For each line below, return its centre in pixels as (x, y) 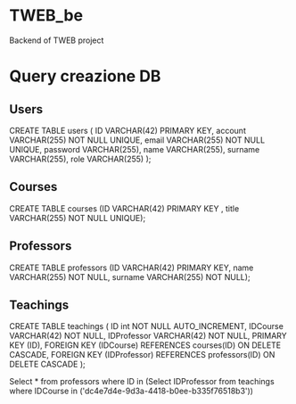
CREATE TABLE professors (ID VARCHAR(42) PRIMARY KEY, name (132, 268)
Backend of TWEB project (57, 40)
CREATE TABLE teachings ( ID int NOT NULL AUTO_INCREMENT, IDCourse (146, 326)
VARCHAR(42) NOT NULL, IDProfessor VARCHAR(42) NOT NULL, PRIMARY (148, 336)
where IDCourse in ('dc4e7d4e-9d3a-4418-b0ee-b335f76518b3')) (132, 391)
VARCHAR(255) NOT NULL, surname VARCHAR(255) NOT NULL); (130, 276)
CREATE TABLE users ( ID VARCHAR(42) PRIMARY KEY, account (128, 130)
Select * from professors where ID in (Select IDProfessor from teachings (142, 382)
